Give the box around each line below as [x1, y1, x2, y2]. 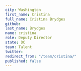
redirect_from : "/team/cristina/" [5, 53, 77, 59]
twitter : [5, 49, 23, 54]
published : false [5, 58, 41, 63]
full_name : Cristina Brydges [5, 16, 66, 21]
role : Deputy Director [5, 35, 52, 40]
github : [5, 21, 21, 26]
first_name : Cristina [5, 12, 50, 17]
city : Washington [5, 7, 41, 12]
